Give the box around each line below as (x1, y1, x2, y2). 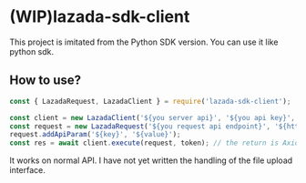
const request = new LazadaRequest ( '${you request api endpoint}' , (9, 121, 271, 131)
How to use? (9, 73, 82, 88)
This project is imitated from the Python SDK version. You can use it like (9, 36, 279, 47)
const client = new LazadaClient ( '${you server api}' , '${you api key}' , (9, 113, 296, 122)
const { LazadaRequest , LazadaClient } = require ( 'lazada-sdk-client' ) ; (9, 97, 291, 106)
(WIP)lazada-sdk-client (9, 6, 190, 27)
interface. (9, 165, 46, 176)
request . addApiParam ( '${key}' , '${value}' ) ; (9, 130, 181, 139)
